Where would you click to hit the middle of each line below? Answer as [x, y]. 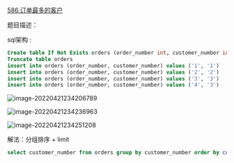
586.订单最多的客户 [35, 10]
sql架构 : [19, 40]
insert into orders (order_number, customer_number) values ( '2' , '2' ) [113, 72]
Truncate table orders [40, 59]
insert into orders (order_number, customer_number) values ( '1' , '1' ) [113, 66]
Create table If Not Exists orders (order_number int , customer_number [113, 53]
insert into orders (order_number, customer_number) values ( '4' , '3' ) [113, 85]
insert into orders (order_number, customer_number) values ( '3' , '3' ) [113, 78]
